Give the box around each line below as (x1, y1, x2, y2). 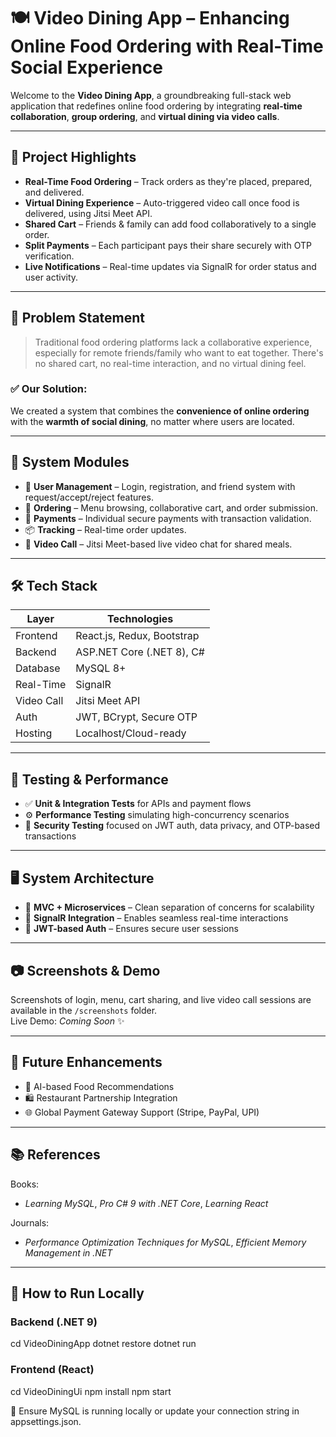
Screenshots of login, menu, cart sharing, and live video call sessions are (10, 993, 312, 1005)
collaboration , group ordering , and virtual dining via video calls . (10, 110, 280, 122)
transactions (24, 830, 77, 842)
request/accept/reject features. (24, 491, 154, 503)
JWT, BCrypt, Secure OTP (75, 710, 198, 724)
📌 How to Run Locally (10, 1285, 145, 1302)
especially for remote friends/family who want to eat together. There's (34, 346, 324, 359)
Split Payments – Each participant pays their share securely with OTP (24, 239, 312, 251)
